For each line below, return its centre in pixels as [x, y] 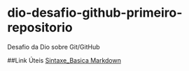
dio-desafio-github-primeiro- [95, 13]
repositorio [40, 27]
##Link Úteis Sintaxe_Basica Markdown [64, 60]
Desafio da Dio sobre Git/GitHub [54, 47]
